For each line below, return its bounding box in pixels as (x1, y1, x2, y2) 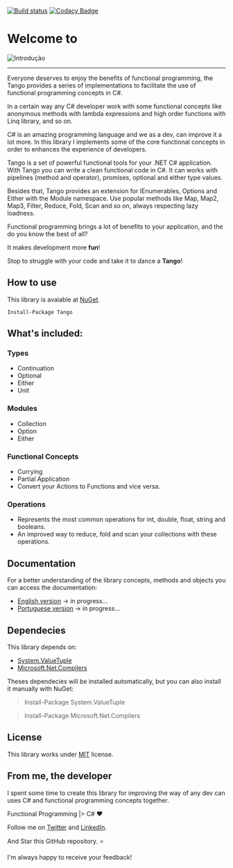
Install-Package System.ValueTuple (24, 698, 126, 706)
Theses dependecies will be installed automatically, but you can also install (7, 677, 222, 685)
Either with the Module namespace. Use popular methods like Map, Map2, (7, 194, 219, 202)
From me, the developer (7, 770, 112, 782)
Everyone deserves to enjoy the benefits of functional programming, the (7, 74, 214, 82)
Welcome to (7, 31, 78, 47)
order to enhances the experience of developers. (7, 145, 147, 153)
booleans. (17, 523, 46, 531)
